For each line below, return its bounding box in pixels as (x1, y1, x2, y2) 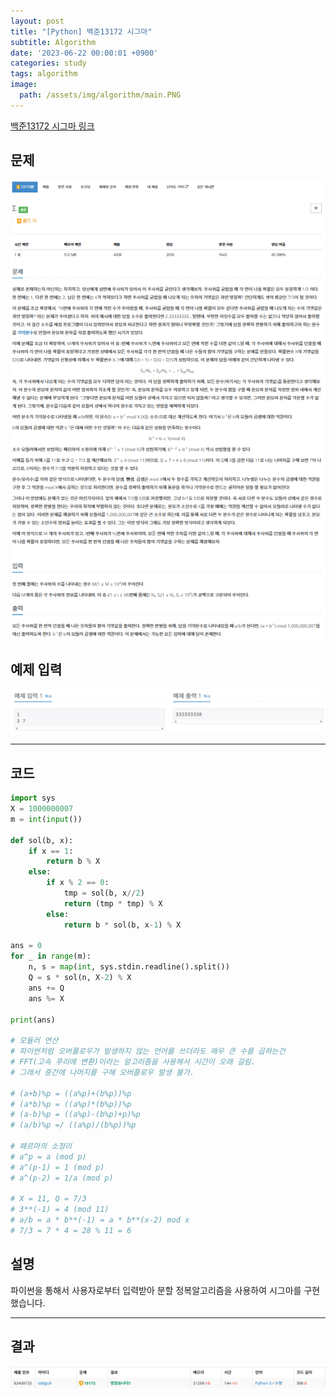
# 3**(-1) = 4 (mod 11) (10, 1205, 110, 1215)
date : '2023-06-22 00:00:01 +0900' (10, 48, 159, 58)
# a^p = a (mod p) (10, 1151, 87, 1162)
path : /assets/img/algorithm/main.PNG (19, 90, 182, 100)
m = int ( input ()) (10, 814, 83, 824)
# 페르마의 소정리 (10, 1141, 73, 1152)
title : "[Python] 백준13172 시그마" (10, 26, 153, 37)
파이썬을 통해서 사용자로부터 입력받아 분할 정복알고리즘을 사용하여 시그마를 (10, 1284, 302, 1296)
